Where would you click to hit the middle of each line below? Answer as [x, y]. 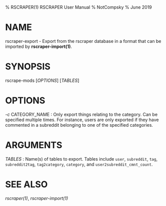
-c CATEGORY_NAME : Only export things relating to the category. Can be [81, 114]
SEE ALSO [26, 184]
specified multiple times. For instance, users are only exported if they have [82, 120]
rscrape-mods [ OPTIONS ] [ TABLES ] [42, 80]
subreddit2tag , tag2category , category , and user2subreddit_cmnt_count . [79, 164]
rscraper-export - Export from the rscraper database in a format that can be [83, 41]
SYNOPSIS [28, 67]
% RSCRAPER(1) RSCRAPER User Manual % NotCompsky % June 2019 [79, 7]
